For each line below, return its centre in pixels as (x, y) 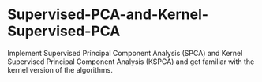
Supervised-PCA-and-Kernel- (108, 15)
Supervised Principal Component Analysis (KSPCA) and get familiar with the (131, 61)
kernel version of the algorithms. (60, 69)
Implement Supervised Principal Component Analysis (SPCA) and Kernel (125, 53)
